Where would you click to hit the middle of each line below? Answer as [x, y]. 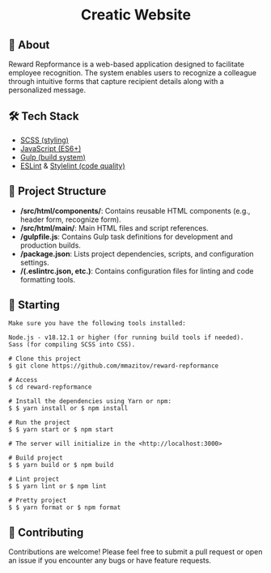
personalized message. [47, 90]
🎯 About [29, 45]
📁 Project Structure [57, 191]
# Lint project [34, 479]
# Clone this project [45, 359]
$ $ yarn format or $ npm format [65, 507]
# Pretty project [38, 501]
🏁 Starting [34, 305]
